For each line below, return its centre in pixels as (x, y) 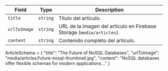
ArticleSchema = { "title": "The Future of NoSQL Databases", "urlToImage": (82, 53)
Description (109, 10)
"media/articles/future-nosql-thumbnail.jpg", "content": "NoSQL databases (82, 58)
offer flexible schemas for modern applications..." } (57, 63)
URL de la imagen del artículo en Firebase (107, 26)
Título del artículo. (79, 18)
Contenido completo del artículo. (97, 40)
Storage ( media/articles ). (89, 33)
